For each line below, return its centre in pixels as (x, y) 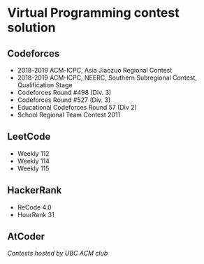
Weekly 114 (34, 161)
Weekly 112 (34, 153)
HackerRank (35, 190)
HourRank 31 (36, 214)
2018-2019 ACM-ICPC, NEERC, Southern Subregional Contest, (107, 78)
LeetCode (29, 137)
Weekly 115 (33, 168)
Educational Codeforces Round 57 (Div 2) (77, 107)
